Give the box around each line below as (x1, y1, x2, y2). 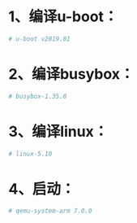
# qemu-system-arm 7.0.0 (8, 207, 92, 216)
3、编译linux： (8, 122, 109, 141)
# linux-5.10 (8, 150, 53, 158)
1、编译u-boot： (8, 7, 118, 26)
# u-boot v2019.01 (8, 34, 71, 43)
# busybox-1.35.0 (8, 92, 67, 100)
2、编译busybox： (8, 65, 135, 83)
